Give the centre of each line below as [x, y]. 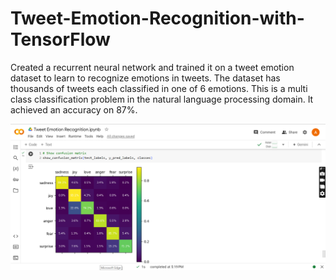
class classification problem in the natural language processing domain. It [162, 99]
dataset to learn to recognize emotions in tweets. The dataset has [145, 78]
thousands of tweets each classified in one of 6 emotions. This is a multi [159, 88]
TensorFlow [60, 39]
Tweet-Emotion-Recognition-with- [157, 18]
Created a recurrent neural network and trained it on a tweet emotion [152, 67]
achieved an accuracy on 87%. [74, 109]
